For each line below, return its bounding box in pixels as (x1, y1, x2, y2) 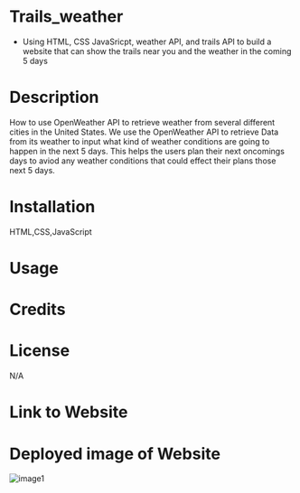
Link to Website (9, 402, 128, 423)
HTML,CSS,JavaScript (9, 226, 92, 237)
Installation (9, 197, 96, 218)
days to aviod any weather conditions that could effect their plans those (9, 155, 277, 166)
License (9, 340, 70, 361)
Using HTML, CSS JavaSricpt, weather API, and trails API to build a (22, 36, 272, 47)
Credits (9, 300, 66, 320)
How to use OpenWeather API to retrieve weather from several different (9, 116, 276, 127)
